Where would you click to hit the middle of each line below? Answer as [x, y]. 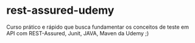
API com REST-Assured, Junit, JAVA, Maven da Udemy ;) [78, 33]
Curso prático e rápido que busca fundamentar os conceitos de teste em [98, 27]
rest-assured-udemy [60, 10]
